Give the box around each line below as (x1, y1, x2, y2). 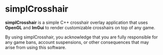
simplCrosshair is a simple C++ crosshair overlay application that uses (5, 19, 148, 25)
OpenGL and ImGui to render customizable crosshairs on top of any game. (5, 24, 155, 30)
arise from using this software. (5, 44, 67, 50)
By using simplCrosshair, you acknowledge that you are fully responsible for (5, 34, 158, 40)
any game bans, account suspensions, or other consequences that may (5, 39, 149, 45)
